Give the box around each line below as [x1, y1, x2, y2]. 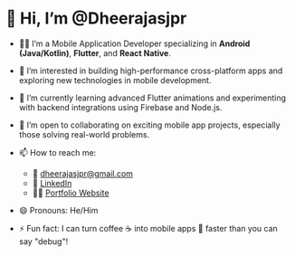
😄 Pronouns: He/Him [18, 204, 99, 215]
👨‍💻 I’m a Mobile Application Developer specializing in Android [18, 38, 251, 49]
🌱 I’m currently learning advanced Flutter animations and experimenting [18, 92, 287, 103]
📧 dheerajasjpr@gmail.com [32, 167, 134, 179]
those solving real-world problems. [18, 128, 150, 139]
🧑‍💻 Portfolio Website [32, 187, 109, 198]
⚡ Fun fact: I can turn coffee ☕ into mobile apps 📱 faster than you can [18, 223, 279, 233]
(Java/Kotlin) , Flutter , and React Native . [18, 47, 171, 58]
